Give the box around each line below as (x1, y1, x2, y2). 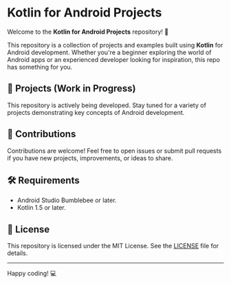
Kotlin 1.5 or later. (16, 204, 67, 212)
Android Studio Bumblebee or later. (16, 196, 117, 204)
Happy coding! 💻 (7, 270, 57, 278)
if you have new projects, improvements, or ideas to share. (7, 153, 173, 162)
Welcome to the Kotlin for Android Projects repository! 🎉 (7, 28, 169, 36)
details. (7, 249, 28, 257)
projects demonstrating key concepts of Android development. (7, 108, 185, 116)
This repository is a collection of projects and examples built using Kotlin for (7, 41, 223, 49)
